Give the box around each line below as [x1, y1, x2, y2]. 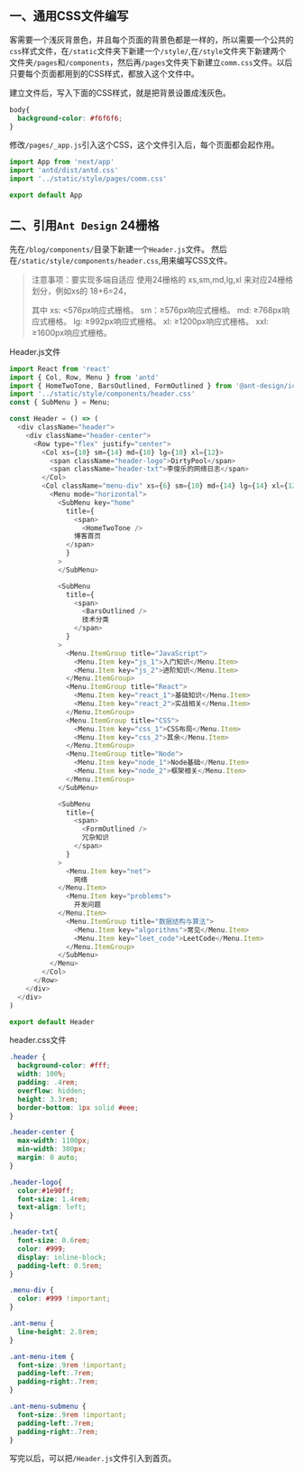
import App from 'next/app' [9, 157, 115, 167]
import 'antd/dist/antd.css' [9, 166, 119, 175]
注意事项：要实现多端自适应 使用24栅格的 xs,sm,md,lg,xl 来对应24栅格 [31, 274, 293, 284]
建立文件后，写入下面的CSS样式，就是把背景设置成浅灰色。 [9, 87, 232, 98]
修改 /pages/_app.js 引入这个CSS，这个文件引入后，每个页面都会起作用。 [9, 139, 280, 151]
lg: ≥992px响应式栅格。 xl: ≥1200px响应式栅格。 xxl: [73, 315, 269, 327]
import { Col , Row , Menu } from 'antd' [9, 373, 160, 382]
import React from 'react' [9, 364, 111, 373]
